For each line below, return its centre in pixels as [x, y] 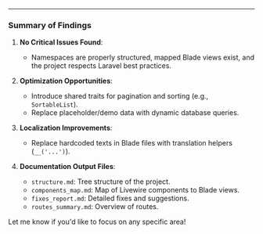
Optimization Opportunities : [66, 81]
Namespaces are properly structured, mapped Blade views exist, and [142, 58]
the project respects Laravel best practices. [101, 66]
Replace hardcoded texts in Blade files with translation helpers [132, 143]
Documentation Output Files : [67, 167]
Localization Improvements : [66, 128]
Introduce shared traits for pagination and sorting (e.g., [120, 96]
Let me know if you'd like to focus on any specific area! [97, 222]
